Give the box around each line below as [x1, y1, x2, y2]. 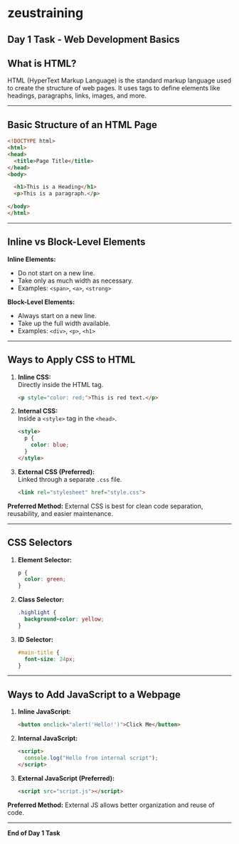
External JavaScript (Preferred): [17, 774, 115, 782]
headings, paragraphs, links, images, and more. [7, 91, 147, 100]
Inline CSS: [17, 372, 51, 381]
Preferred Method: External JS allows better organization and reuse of [7, 801, 215, 809]
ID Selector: [17, 635, 53, 643]
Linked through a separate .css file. [17, 475, 122, 483]
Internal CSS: [17, 407, 58, 416]
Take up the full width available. [17, 319, 111, 327]
